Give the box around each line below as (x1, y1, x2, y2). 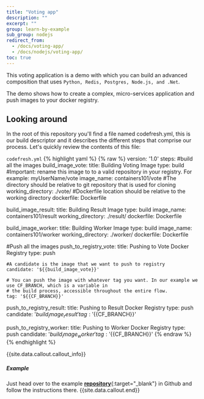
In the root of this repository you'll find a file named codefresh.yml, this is (6, 130, 191, 138)
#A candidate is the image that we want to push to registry (6, 261, 166, 267)
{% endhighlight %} (6, 338, 56, 346)
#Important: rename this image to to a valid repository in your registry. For (6, 168, 192, 175)
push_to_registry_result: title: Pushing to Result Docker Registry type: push (6, 304, 194, 311)
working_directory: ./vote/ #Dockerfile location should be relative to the (6, 188, 186, 195)
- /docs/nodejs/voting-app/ (12, 49, 84, 55)
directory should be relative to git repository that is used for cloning (6, 181, 176, 189)
